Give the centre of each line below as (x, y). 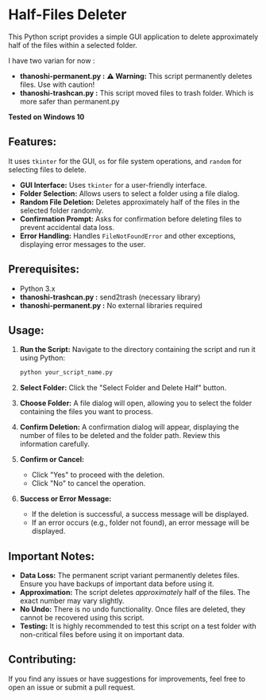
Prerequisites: (44, 270)
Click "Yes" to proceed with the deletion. (98, 475)
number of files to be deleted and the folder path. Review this (120, 436)
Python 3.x (37, 288)
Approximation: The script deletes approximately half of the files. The (135, 592)
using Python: (42, 358)
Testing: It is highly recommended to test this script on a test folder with (138, 626)
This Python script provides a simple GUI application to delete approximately (133, 37)
